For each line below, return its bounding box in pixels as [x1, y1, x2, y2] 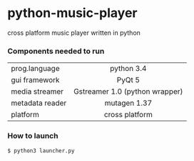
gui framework [11, 75, 60, 85]
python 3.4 [110, 64, 147, 74]
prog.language [11, 64, 60, 74]
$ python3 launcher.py [7, 147, 75, 154]
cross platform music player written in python [7, 28, 141, 37]
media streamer [11, 87, 64, 96]
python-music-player [7, 5, 138, 21]
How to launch [7, 131, 58, 141]
